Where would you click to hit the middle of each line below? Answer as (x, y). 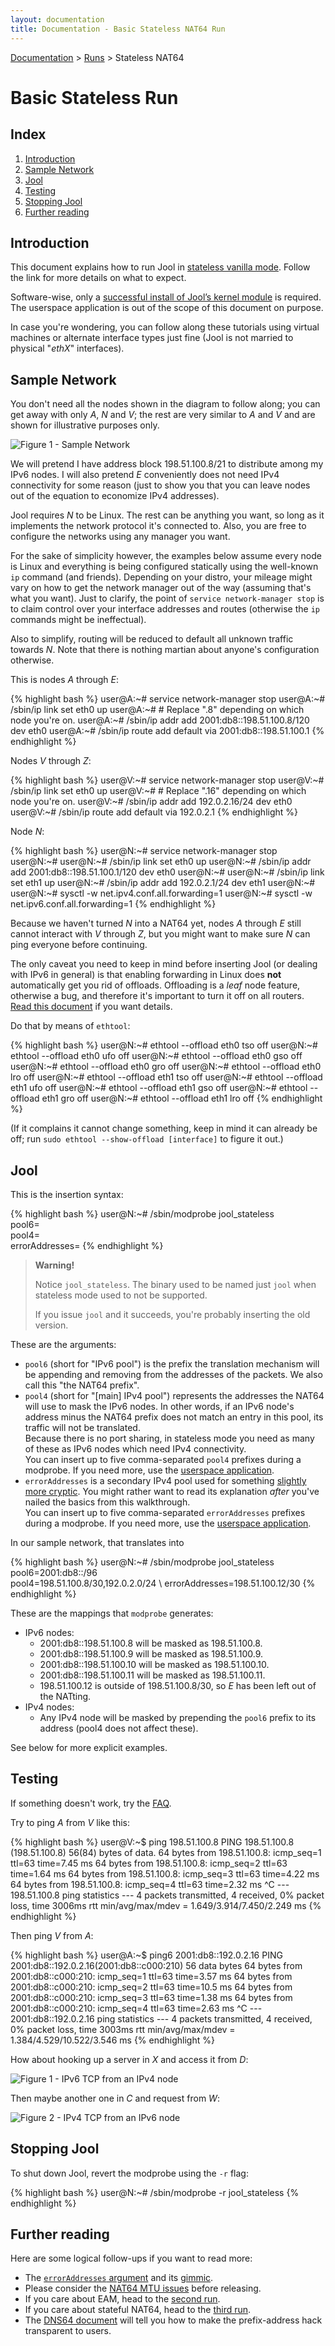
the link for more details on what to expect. (98, 278)
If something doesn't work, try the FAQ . (91, 1803)
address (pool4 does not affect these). (119, 1728)
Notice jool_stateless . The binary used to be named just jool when (175, 1284)
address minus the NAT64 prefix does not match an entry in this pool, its (174, 1417)
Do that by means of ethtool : (70, 1026)
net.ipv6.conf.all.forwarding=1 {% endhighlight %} (113, 904)
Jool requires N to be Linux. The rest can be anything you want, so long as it (167, 515)
